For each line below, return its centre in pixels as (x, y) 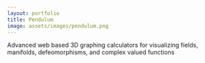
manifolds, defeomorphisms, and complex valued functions (91, 52)
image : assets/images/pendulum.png (58, 26)
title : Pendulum (30, 20)
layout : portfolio (33, 13)
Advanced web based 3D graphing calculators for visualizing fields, (103, 45)
